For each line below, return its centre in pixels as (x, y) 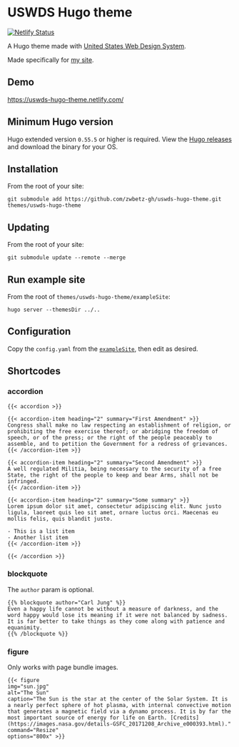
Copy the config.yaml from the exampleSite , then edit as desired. (103, 349)
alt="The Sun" (29, 693)
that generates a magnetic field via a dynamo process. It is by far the (119, 712)
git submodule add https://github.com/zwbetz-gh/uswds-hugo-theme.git (115, 199)
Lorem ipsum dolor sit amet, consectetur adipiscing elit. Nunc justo (115, 506)
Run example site (46, 279)
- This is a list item (41, 531)
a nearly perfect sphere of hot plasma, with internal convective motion (119, 706)
